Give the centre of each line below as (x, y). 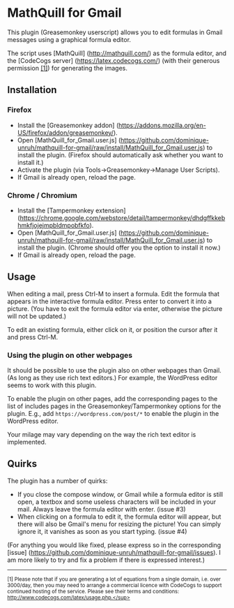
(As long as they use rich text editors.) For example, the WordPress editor (112, 378)
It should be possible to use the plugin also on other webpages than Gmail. (114, 370)
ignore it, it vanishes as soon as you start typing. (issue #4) (102, 531)
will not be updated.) (37, 316)
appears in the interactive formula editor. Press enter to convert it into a (110, 301)
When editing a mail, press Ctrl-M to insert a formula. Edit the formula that (113, 294)
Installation (32, 90)
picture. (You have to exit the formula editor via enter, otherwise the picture (115, 308)
